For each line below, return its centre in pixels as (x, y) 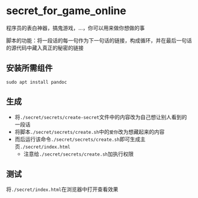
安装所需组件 (29, 68)
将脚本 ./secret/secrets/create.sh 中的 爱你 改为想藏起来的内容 (90, 131)
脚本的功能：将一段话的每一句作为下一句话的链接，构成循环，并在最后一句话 (99, 40)
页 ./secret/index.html (42, 146)
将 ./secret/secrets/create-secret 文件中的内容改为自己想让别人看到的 (101, 117)
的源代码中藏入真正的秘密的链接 (45, 48)
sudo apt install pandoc (37, 82)
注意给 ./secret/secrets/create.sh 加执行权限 (78, 154)
